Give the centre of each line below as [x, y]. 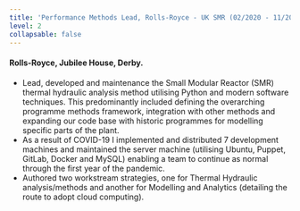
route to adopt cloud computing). [83, 197]
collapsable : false [46, 34]
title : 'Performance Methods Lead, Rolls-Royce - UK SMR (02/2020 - [139, 17]
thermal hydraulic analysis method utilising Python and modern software [155, 92]
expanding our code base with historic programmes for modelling [142, 121]
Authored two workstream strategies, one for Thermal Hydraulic [140, 177]
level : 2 [25, 26]
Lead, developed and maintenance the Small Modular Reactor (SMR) [148, 82]
